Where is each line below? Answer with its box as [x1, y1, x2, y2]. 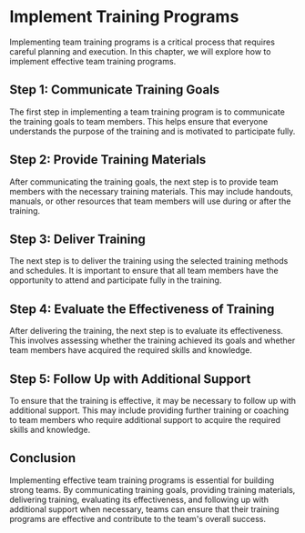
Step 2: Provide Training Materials [9, 152, 207, 167]
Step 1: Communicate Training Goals [9, 82, 220, 97]
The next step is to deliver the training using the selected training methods [9, 256, 289, 266]
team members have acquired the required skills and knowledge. [9, 345, 253, 356]
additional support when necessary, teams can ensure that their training [9, 503, 280, 515]
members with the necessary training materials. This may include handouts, [9, 186, 294, 196]
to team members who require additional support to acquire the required [9, 415, 280, 425]
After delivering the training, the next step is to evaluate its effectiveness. [9, 326, 284, 337]
